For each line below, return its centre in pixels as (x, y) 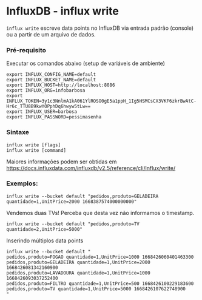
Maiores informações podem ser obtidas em (62, 162)
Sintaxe (18, 132)
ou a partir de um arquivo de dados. (51, 34)
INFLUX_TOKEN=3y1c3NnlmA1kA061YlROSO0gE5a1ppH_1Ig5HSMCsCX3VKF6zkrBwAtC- (102, 101)
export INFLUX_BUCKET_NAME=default (51, 80)
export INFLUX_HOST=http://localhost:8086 (61, 85)
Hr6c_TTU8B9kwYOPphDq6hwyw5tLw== (49, 107)
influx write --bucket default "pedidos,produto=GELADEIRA (82, 196)
